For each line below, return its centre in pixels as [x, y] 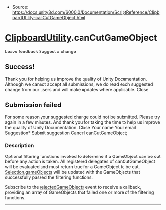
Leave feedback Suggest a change [41, 51]
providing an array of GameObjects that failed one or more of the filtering [80, 192]
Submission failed [33, 105]
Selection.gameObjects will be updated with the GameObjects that [73, 172]
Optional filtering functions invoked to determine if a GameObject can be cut [83, 156]
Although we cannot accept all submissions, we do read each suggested [79, 84]
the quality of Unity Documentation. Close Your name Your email [71, 127]
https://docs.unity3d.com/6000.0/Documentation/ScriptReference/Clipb [86, 12]
